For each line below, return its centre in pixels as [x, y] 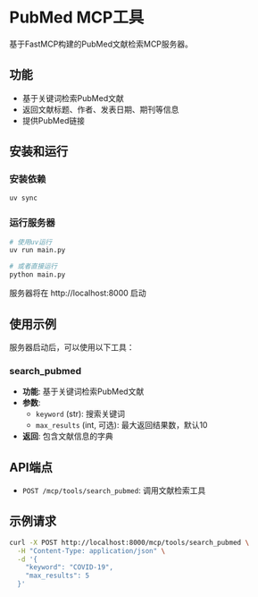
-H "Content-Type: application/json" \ [92, 550]
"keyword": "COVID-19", [70, 567]
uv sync [24, 198]
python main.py [37, 275]
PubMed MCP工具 [77, 17]
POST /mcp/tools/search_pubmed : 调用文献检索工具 [114, 490]
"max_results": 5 [58, 576]
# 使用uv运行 [31, 242]
